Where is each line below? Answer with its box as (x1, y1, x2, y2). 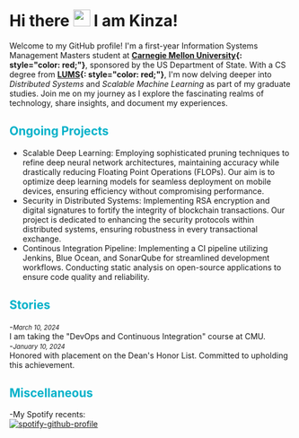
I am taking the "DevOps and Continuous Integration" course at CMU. (9, 330, 267, 341)
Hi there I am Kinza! (9, 11, 179, 31)
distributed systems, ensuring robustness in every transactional (22, 223, 259, 234)
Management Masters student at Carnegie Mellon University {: (9, 49, 242, 60)
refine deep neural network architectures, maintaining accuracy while (22, 157, 280, 168)
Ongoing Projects (9, 124, 110, 139)
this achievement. (9, 359, 75, 370)
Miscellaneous (9, 385, 93, 400)
